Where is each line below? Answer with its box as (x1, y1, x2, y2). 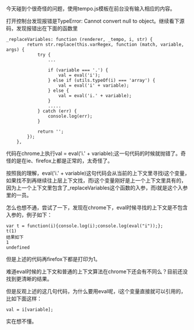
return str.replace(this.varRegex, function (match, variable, (27, 42, 184, 47)
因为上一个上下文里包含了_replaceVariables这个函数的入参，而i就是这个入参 (6, 184, 188, 191)
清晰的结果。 (21, 276, 53, 282)
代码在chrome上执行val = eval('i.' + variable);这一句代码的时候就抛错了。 (6, 150, 181, 157)
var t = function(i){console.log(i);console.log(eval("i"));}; (6, 223, 164, 229)
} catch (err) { (37, 108, 77, 114)
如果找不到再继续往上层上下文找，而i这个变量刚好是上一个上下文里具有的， (6, 177, 187, 184)
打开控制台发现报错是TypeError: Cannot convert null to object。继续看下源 (6, 18, 185, 25)
